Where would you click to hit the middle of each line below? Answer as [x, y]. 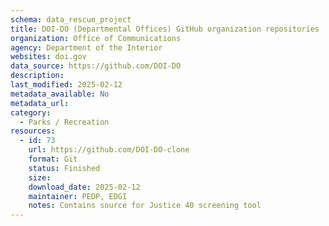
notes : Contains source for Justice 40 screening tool [145, 206]
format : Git [53, 159]
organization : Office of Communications [96, 38]
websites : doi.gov [48, 57]
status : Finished [64, 168]
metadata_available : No [60, 94]
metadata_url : [40, 103]
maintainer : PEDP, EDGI [78, 196]
